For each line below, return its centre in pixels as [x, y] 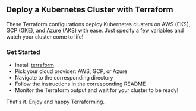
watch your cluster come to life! [45, 37]
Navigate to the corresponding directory [64, 78]
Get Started [23, 52]
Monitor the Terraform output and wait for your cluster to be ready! [97, 90]
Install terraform [34, 65]
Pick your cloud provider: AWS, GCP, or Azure [71, 71]
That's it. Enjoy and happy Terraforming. [56, 102]
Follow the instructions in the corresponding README [80, 84]
